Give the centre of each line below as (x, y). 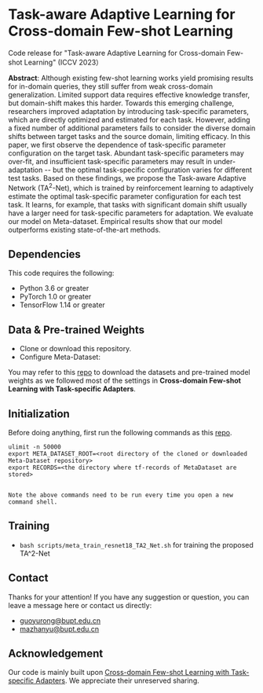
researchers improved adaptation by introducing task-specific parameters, (129, 111)
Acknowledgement (56, 654)
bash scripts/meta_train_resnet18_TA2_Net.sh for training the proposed (136, 544)
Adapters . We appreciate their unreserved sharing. (118, 680)
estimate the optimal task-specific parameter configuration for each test (125, 196)
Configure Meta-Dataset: (60, 357)
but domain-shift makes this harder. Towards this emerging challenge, (121, 103)
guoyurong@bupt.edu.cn (60, 620)
